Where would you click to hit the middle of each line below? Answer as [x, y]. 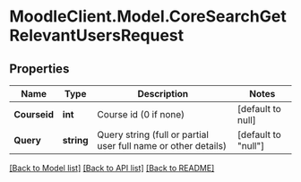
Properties [39, 69]
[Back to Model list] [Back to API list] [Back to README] [112, 168]
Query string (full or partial [153, 134]
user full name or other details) [162, 146]
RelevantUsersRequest [97, 35]
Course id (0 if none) [141, 114]
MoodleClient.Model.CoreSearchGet [148, 17]
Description [163, 94]
